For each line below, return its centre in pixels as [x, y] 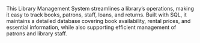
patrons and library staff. [37, 34]
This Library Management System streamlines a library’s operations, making [100, 9]
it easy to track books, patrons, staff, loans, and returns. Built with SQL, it [97, 15]
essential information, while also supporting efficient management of [91, 27]
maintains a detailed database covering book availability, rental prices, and [98, 21]
